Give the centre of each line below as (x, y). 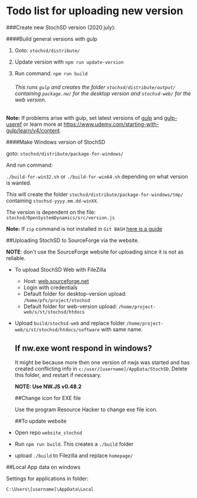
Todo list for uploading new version (95, 11)
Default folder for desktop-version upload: (75, 294)
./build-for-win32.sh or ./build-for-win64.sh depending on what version (97, 177)
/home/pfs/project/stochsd (57, 301)
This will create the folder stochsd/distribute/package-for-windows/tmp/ (95, 195)
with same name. (122, 329)
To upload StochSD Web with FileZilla (60, 270)
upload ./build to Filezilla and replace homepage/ (74, 455)
